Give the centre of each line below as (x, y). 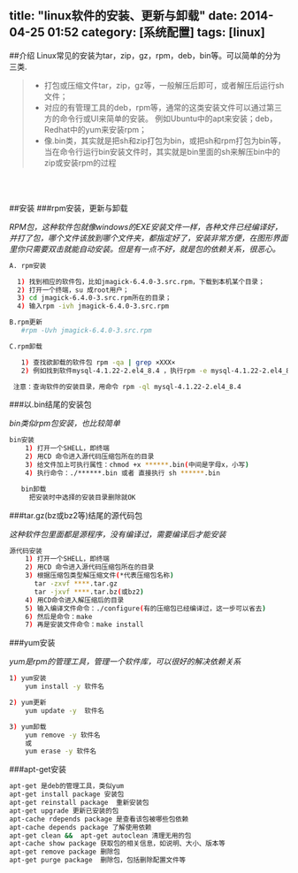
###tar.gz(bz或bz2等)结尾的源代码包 (76, 515)
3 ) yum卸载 (28, 727)
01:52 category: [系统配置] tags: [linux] (156, 32)
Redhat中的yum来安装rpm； (96, 129)
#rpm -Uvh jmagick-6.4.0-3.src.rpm (86, 331)
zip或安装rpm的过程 (80, 163)
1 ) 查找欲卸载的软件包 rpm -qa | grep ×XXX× (98, 362)
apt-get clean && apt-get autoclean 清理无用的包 (100, 835)
